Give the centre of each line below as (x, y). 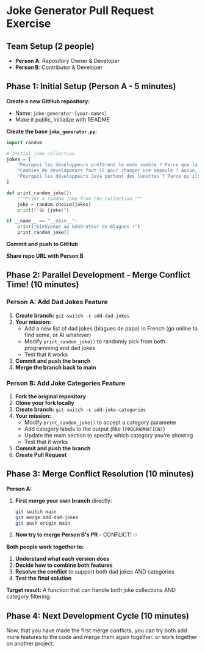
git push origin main (42, 523)
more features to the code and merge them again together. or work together (102, 637)
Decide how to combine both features (64, 565)
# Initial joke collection (41, 153)
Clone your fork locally (45, 403)
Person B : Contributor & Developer (59, 67)
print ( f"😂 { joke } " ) (43, 210)
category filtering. (29, 597)
